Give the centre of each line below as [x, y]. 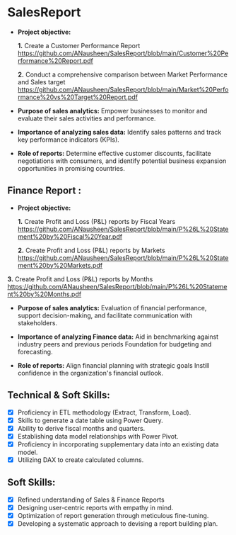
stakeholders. [37, 322]
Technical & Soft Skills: [59, 395]
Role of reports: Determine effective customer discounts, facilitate [114, 153]
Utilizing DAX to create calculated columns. [81, 460]
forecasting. [35, 351]
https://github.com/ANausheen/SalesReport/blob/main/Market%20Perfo [123, 89]
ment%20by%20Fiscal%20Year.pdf [70, 236]
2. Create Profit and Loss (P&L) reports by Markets [91, 250]
